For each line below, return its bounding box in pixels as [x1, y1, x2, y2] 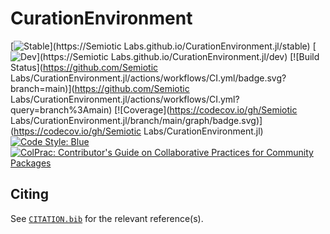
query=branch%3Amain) [10, 103, 113, 116]
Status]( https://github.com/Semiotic [10, 61, 159, 73]
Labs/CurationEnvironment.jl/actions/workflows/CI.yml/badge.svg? [10, 72, 287, 84]
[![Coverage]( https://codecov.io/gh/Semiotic [114, 103, 298, 116]
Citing [10, 186, 49, 203]
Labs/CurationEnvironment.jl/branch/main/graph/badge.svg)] [10, 114, 263, 126]
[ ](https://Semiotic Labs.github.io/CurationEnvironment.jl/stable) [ [10, 40, 317, 52]
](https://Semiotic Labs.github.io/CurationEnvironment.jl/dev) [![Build [36, 50, 320, 62]
